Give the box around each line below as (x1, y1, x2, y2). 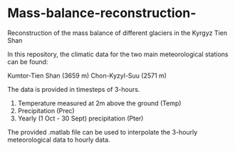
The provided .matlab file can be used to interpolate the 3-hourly (7, 127, 198, 136)
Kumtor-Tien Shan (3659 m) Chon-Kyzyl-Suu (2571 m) (7, 71, 167, 80)
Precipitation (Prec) (17, 106, 75, 115)
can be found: (7, 57, 48, 66)
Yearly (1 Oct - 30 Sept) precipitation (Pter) (17, 114, 144, 123)
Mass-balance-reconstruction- (7, 5, 197, 21)
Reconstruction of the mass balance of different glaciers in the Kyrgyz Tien (7, 28, 228, 37)
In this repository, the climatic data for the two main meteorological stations (7, 50, 229, 58)
